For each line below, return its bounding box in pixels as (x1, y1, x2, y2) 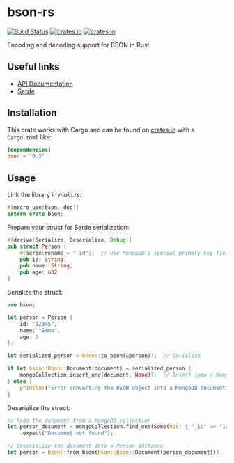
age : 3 (19, 333, 39, 340)
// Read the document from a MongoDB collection (7, 417, 151, 424)
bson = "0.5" (7, 152, 45, 160)
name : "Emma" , (19, 327, 61, 334)
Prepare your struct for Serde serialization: (7, 223, 130, 231)
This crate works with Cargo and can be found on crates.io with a (7, 125, 195, 134)
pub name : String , (19, 262, 73, 269)
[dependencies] (7, 146, 52, 153)
